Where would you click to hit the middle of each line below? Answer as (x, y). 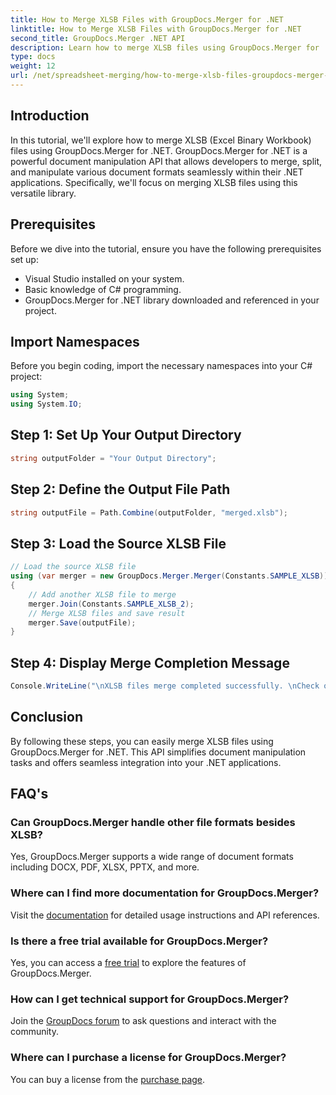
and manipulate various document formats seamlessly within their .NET (157, 172)
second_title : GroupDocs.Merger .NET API (98, 38)
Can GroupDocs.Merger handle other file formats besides (153, 823)
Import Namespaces (75, 341)
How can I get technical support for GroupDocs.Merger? (150, 999)
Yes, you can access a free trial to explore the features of (128, 963)
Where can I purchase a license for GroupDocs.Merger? (148, 1058)
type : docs (33, 57)
